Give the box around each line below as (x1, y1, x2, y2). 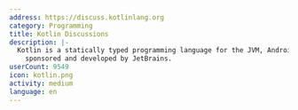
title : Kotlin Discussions (9, 29, 109, 38)
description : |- (9, 37, 69, 47)
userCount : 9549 (9, 63, 69, 72)
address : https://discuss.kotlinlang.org (9, 12, 165, 22)
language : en (9, 87, 58, 96)
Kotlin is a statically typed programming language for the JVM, (17, 46, 264, 55)
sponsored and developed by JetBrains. (25, 54, 173, 63)
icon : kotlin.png (9, 71, 74, 80)
